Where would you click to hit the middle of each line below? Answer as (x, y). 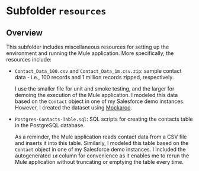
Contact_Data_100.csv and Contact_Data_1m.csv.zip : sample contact (98, 71)
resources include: (29, 59)
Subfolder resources (56, 11)
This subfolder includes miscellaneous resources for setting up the (88, 47)
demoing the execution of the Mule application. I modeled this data (96, 95)
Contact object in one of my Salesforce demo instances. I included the (100, 149)
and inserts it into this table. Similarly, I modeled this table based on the (102, 143)
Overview (25, 33)
